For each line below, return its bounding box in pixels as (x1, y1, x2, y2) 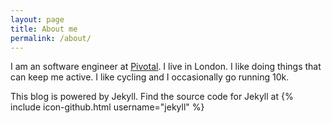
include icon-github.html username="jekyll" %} (10, 101, 205, 113)
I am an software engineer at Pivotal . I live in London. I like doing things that (10, 61, 322, 73)
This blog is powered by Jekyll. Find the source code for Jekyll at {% (10, 91, 294, 103)
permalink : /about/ (10, 33, 92, 43)
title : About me (10, 24, 78, 34)
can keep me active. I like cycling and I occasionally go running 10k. (10, 71, 290, 83)
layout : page (10, 14, 65, 25)
